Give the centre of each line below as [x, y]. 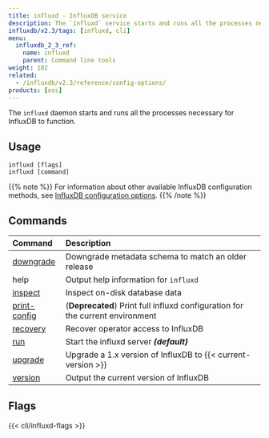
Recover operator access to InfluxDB [134, 329]
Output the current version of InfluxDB [137, 378]
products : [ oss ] [35, 90]
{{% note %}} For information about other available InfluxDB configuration [130, 187]
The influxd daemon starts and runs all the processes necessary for [121, 113]
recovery [29, 329]
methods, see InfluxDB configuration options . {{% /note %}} [107, 195]
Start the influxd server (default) [126, 342]
